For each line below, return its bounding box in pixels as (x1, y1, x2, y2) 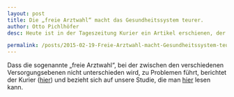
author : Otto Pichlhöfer (7, 23, 79, 30)
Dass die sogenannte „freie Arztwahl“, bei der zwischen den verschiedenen (7, 61, 224, 69)
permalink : (7, 42, 39, 49)
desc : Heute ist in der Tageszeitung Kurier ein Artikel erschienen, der (7, 29, 226, 37)
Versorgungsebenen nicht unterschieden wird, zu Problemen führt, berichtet (7, 69, 227, 77)
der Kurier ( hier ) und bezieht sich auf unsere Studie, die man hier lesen (7, 76, 211, 84)
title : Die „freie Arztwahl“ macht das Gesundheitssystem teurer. (7, 17, 204, 24)
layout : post (7, 10, 45, 17)
